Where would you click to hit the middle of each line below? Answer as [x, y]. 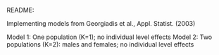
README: [20, 10]
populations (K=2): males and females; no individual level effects [100, 44]
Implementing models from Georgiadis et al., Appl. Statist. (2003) [101, 23]
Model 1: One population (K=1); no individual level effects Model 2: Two [109, 37]
